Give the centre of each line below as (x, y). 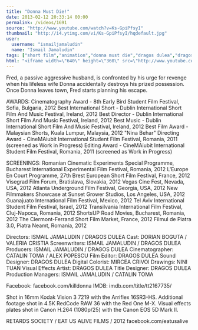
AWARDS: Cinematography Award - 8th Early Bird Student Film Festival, (93, 101)
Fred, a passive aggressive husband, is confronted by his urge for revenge (96, 78)
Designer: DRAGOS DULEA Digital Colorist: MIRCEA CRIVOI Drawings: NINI (97, 262)
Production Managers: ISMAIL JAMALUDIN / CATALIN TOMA (80, 274)
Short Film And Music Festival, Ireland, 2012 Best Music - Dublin (84, 120)
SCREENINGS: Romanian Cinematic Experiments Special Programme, (90, 163)
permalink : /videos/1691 (37, 22)
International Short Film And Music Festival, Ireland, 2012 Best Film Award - (97, 126)
